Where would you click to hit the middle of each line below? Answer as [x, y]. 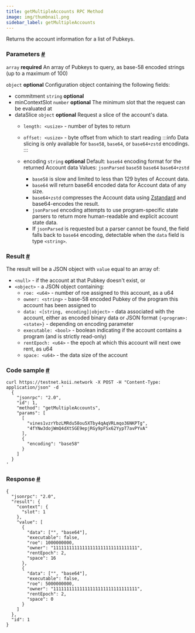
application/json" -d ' [35, 387]
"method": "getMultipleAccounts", [59, 408]
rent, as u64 [38, 349]
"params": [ [31, 413]
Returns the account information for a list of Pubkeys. [70, 39]
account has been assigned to [60, 305]
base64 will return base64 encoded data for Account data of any [109, 185]
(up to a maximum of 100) [37, 73]
